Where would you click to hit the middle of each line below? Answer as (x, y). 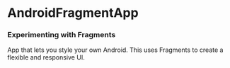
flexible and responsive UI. (46, 57)
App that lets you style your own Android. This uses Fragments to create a (115, 50)
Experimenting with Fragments (62, 35)
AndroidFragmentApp (73, 13)
